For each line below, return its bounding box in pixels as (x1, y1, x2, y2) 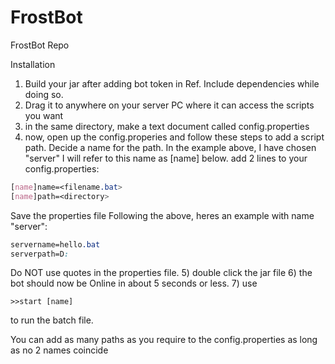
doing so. (24, 88, 64, 100)
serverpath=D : (10, 249, 70, 259)
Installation (10, 58, 56, 70)
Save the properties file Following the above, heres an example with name (10, 209, 315, 221)
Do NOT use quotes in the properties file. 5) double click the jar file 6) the (10, 267, 313, 279)
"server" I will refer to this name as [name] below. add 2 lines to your (24, 152, 308, 164)
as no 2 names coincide (10, 344, 109, 356)
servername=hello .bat (10, 239, 101, 250)
